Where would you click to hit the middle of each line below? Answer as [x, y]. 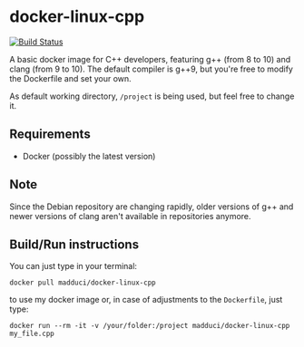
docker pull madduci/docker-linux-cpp [83, 283]
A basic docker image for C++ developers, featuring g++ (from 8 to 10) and [150, 59]
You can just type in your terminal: [74, 266]
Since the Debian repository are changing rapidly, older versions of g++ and [152, 207]
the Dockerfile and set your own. [70, 78]
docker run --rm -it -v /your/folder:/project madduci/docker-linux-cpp [150, 326]
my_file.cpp [32, 334]
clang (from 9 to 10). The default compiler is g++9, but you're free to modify [151, 69]
